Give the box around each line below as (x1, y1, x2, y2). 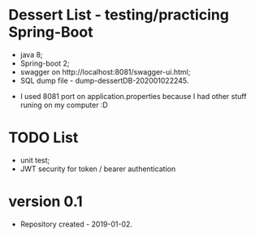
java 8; (19, 50, 43, 59)
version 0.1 (8, 192, 83, 211)
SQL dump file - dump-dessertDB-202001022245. (19, 75, 189, 85)
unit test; (19, 155, 50, 165)
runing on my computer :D (19, 100, 108, 110)
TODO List (8, 128, 79, 147)
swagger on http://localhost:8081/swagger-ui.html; (19, 67, 191, 76)
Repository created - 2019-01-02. (19, 219, 132, 229)
